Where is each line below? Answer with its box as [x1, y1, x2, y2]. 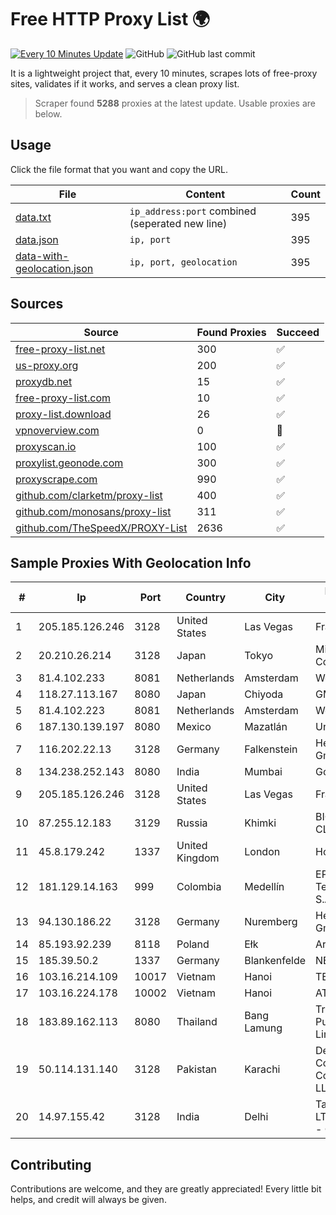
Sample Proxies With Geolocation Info [10, 554, 252, 571]
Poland [176, 937, 210, 951]
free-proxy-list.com [15, 391, 112, 405]
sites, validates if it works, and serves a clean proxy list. [10, 77, 240, 90]
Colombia [176, 880, 222, 894]
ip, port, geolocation [129, 256, 238, 268]
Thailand [176, 1015, 218, 1029]
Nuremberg [244, 915, 298, 929]
